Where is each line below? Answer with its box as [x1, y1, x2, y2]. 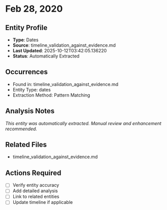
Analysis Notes [5, 107, 55, 115]
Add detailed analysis [12, 188, 58, 194]
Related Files [5, 140, 47, 149]
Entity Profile [5, 23, 47, 32]
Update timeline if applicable [12, 199, 73, 205]
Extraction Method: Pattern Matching [12, 92, 91, 98]
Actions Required [5, 168, 62, 177]
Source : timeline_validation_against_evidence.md [12, 42, 116, 48]
